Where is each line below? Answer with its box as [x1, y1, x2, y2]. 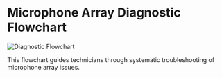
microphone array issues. [7, 63, 80, 71]
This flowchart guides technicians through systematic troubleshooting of [7, 55, 215, 64]
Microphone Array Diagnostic [7, 5, 182, 21]
